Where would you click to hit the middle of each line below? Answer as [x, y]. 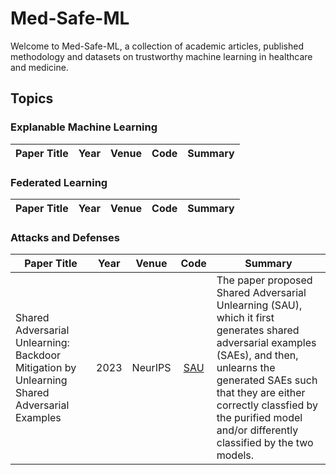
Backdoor [38, 355]
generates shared [258, 330]
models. [235, 455]
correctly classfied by [267, 405]
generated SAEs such [267, 380]
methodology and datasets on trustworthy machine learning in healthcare [161, 56]
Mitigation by [46, 368]
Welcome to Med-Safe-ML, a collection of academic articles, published [157, 46]
